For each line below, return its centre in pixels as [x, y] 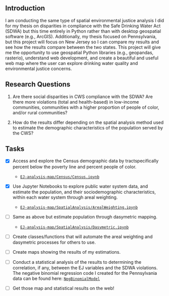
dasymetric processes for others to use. [54, 242]
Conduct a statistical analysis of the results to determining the [77, 262]
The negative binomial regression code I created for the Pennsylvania [85, 273]
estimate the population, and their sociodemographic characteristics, [84, 192]
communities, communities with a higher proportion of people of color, [86, 107]
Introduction [25, 8]
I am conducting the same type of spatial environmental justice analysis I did [85, 20]
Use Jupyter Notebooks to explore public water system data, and [80, 186]
